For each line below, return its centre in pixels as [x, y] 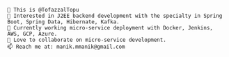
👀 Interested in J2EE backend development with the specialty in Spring [115, 16]
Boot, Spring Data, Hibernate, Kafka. [63, 22]
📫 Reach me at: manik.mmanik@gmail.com [66, 47]
